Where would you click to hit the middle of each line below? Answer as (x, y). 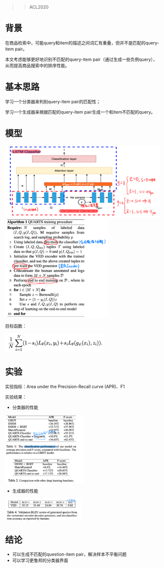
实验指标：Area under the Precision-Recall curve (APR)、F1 (65, 387)
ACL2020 (39, 7)
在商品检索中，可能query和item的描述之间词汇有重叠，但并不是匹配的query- (82, 43)
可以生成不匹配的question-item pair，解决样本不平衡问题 (69, 554)
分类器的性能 (25, 407)
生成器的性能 (25, 491)
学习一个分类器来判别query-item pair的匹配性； (53, 101)
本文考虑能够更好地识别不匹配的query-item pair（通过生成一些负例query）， (81, 59)
